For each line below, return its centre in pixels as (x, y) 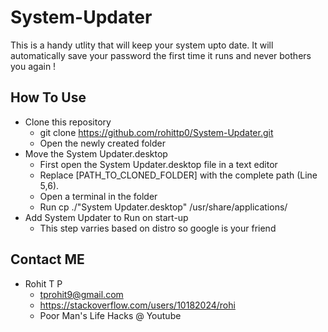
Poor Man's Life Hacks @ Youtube (110, 315)
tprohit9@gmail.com (81, 294)
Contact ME (47, 259)
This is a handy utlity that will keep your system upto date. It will (142, 45)
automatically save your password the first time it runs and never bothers (161, 55)
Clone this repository (68, 122)
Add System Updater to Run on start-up (106, 217)
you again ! (33, 66)
